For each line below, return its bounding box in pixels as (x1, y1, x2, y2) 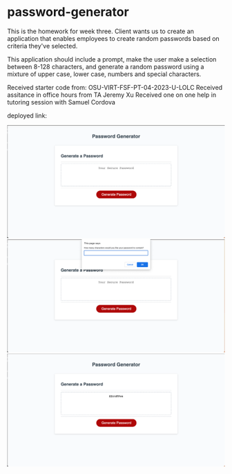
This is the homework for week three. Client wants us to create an (7, 27, 195, 35)
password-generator (7, 4, 129, 20)
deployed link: (7, 111, 47, 120)
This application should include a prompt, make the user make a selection (7, 55, 217, 63)
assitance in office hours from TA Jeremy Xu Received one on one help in (7, 91, 216, 99)
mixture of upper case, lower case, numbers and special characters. (7, 70, 202, 78)
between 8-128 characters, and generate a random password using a (7, 62, 204, 71)
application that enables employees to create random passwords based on (7, 34, 220, 42)
